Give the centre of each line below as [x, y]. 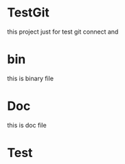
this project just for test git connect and [63, 32]
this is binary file [30, 78]
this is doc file [27, 125]
